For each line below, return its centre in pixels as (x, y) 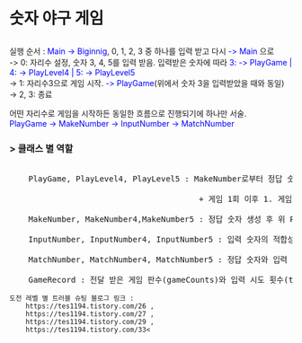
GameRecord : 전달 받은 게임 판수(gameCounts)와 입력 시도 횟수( (159, 280)
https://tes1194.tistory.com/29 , (90, 321)
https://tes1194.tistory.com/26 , (90, 306)
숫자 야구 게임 (57, 18)
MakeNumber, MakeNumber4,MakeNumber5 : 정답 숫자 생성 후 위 (157, 219)
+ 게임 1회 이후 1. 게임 (246, 199)
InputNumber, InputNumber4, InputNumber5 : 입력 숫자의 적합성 (161, 239)
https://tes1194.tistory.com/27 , (90, 314)
